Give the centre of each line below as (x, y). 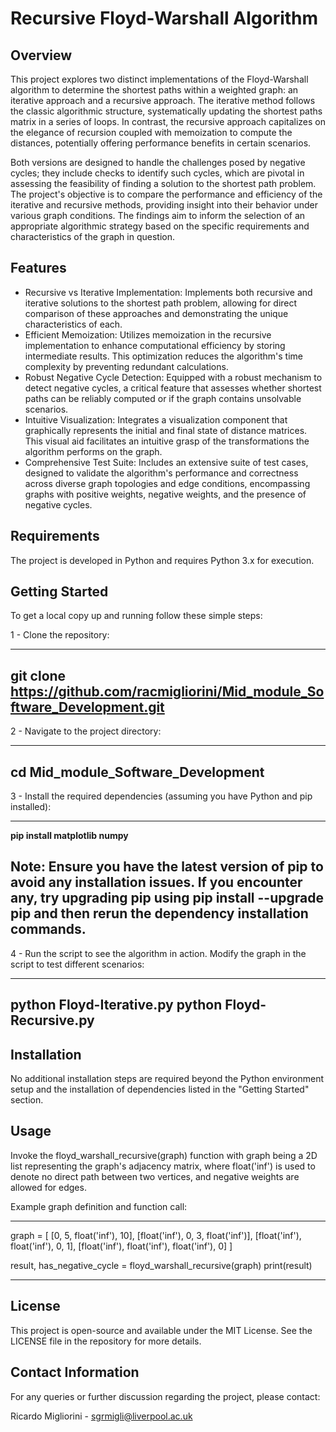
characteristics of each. (73, 324)
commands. (48, 929)
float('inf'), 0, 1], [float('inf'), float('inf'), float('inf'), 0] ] (121, 1246)
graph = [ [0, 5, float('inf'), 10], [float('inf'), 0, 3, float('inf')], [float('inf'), (156, 1235)
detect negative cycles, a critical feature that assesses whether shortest (173, 388)
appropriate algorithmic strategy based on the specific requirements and (160, 226)
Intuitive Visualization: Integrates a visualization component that (156, 419)
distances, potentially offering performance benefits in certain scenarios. (161, 143)
